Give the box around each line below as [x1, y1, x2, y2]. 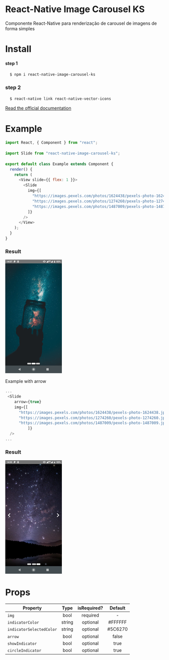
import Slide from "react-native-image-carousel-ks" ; [5, 151, 121, 156]
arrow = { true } [14, 399, 42, 404]
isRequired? [77, 604, 103, 611]
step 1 [5, 60, 18, 66]
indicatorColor [7, 620, 39, 625]
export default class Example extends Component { [5, 161, 114, 167]
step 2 [5, 84, 21, 91]
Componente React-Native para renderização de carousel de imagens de [5, 20, 157, 26]
